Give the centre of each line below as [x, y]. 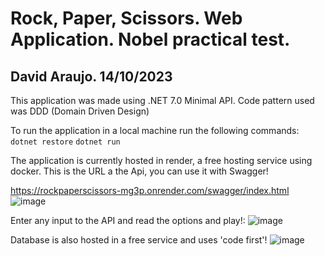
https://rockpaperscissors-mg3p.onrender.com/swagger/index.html [150, 190]
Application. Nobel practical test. [150, 39]
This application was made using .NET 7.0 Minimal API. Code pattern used [162, 100]
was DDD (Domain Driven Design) [80, 111]
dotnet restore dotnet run [65, 142]
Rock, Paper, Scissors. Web [126, 18]
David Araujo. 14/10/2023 [91, 76]
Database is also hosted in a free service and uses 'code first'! [139, 240]
